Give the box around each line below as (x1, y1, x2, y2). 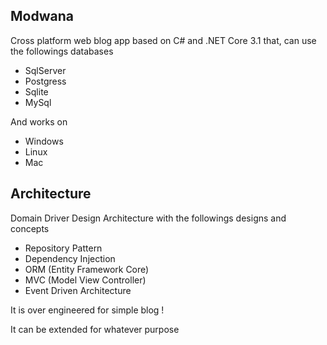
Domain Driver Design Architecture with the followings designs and (10, 212, 287, 224)
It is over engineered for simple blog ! (10, 304, 165, 316)
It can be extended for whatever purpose (10, 323, 180, 335)
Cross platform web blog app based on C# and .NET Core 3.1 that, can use (10, 34, 317, 46)
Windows (24, 135, 64, 147)
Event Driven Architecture (24, 284, 132, 296)
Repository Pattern (24, 242, 103, 254)
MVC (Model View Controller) (24, 274, 147, 286)
